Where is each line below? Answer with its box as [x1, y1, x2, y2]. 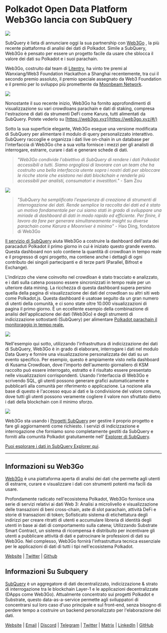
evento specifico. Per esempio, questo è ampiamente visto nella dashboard [5, 356, 160, 362]
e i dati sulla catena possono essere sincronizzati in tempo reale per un [5, 279, 151, 285]
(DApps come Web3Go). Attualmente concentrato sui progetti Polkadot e [5, 591, 154, 597]
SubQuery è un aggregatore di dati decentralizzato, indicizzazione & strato [5, 581, 158, 587]
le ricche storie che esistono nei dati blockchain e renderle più [17, 172, 145, 178]
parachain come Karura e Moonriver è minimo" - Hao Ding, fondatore [17, 223, 160, 229]
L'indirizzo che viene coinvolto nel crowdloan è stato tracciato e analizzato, [5, 274, 159, 280]
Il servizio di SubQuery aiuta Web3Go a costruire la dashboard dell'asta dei [5, 238, 159, 244]
